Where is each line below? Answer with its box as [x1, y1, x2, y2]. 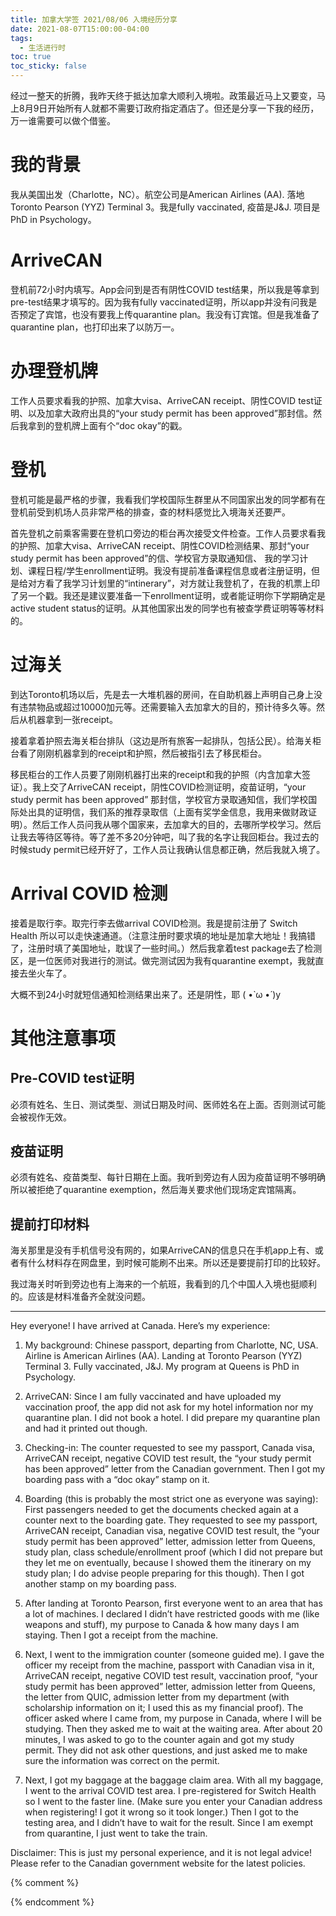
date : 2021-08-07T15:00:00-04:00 [10, 24, 150, 34]
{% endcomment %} [10, 1896, 95, 1908]
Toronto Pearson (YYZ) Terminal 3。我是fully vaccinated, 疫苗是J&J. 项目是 [10, 201, 321, 213]
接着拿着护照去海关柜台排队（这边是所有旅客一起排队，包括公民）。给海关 [10, 734, 313, 746]
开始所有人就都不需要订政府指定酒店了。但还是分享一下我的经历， [47, 102, 320, 114]
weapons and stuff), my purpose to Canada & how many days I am [24, 1619, 300, 1631]
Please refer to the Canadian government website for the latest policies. [10, 1857, 306, 1870]
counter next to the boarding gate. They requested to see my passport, [24, 1514, 318, 1526]
